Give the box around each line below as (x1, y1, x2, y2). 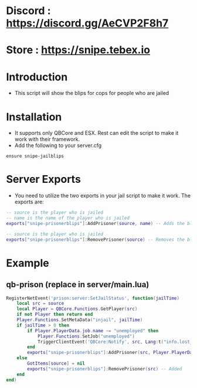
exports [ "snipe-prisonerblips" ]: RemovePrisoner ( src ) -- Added (27, 366, 182, 372)
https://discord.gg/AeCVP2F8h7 (6, 16, 169, 30)
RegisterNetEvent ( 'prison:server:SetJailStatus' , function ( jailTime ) (6, 295, 180, 301)
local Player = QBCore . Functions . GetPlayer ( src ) (16, 306, 138, 312)
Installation (6, 110, 62, 124)
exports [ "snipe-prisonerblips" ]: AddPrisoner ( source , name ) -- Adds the (6, 220, 185, 226)
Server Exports (6, 173, 81, 186)
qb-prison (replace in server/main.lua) (6, 280, 150, 290)
